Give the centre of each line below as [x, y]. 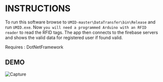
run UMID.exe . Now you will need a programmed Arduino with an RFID [76, 27]
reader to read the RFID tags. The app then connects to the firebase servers [81, 32]
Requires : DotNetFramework [34, 47]
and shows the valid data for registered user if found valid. [64, 38]
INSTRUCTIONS [38, 9]
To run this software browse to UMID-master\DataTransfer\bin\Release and [80, 22]
